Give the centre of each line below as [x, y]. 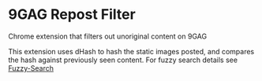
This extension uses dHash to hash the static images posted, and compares [131, 51]
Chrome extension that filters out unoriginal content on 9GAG [108, 36]
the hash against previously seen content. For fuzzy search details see [123, 60]
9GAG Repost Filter [72, 15]
